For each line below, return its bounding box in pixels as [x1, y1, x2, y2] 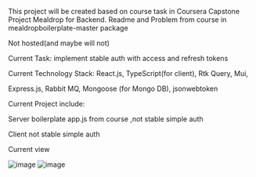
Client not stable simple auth [8, 129, 100, 139]
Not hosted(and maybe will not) [8, 38, 110, 48]
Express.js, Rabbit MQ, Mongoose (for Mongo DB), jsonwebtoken [8, 84, 218, 93]
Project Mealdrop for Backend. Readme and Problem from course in [8, 15, 227, 24]
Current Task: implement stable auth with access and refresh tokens [8, 54, 229, 63]
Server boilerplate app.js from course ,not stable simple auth [8, 114, 204, 124]
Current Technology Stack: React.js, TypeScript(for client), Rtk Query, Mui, [8, 69, 249, 78]
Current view [8, 145, 50, 154]
